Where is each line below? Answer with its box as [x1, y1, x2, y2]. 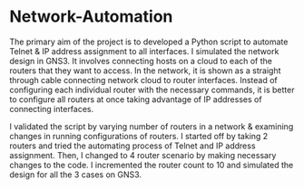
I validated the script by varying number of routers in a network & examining [9, 120, 294, 132]
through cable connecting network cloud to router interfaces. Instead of [9, 74, 279, 85]
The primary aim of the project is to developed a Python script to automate [9, 36, 289, 47]
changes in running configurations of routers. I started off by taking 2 [9, 130, 269, 141]
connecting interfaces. [9, 103, 94, 114]
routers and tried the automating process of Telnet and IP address [9, 140, 256, 151]
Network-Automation [9, 6, 173, 27]
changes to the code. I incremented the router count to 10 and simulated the [9, 159, 294, 170]
